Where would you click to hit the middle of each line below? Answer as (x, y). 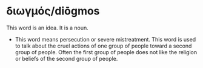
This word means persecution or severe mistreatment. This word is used (105, 39)
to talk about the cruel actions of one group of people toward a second (103, 46)
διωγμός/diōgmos (53, 11)
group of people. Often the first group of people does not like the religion (106, 52)
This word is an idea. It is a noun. (48, 28)
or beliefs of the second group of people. (66, 58)
